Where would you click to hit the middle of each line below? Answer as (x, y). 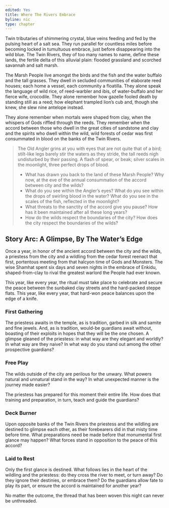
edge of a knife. (22, 299)
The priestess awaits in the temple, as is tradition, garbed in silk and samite (83, 323)
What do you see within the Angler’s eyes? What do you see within (94, 191)
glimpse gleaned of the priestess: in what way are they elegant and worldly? (84, 339)
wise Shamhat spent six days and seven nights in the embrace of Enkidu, (81, 267)
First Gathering (24, 311)
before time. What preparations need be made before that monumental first (83, 435)
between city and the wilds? (54, 185)
